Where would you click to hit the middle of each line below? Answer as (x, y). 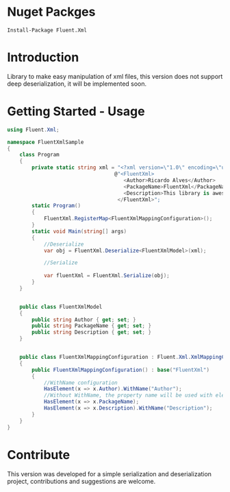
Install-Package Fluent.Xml (47, 30)
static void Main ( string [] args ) (79, 231)
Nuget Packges (51, 12)
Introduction (43, 57)
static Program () (56, 206)
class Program (39, 155)
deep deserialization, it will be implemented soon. (77, 84)
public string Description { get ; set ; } (92, 332)
